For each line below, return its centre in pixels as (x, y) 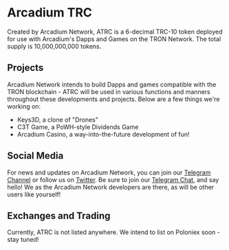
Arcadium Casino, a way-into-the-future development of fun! (103, 134)
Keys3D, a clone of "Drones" (57, 120)
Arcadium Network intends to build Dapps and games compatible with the (112, 84)
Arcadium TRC (50, 13)
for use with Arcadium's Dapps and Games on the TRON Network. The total (114, 38)
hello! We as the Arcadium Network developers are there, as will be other (111, 187)
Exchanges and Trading (59, 215)
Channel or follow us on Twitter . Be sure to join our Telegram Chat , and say (113, 179)
